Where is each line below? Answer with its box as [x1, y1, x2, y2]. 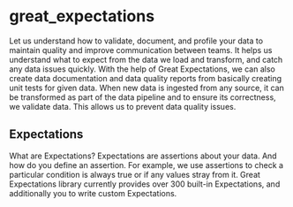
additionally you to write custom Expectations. [9, 188, 177, 198]
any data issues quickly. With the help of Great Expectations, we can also [9, 64, 275, 74]
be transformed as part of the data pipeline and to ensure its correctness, [9, 91, 276, 103]
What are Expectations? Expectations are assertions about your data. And [9, 150, 277, 161]
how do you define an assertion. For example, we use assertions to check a [9, 159, 284, 170]
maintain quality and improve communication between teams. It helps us [9, 44, 273, 55]
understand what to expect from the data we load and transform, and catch [9, 54, 283, 65]
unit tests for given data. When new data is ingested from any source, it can [9, 82, 284, 93]
